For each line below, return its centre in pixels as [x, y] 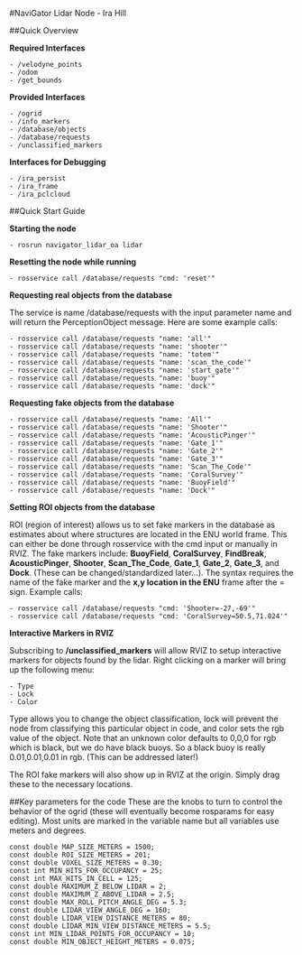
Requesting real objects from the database [91, 295]
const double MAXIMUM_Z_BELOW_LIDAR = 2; [88, 886]
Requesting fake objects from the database [92, 403]
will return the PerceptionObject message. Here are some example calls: [143, 322]
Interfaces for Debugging [58, 162]
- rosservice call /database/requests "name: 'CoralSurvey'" [127, 475]
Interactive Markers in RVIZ [62, 633]
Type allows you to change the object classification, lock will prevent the [144, 719]
